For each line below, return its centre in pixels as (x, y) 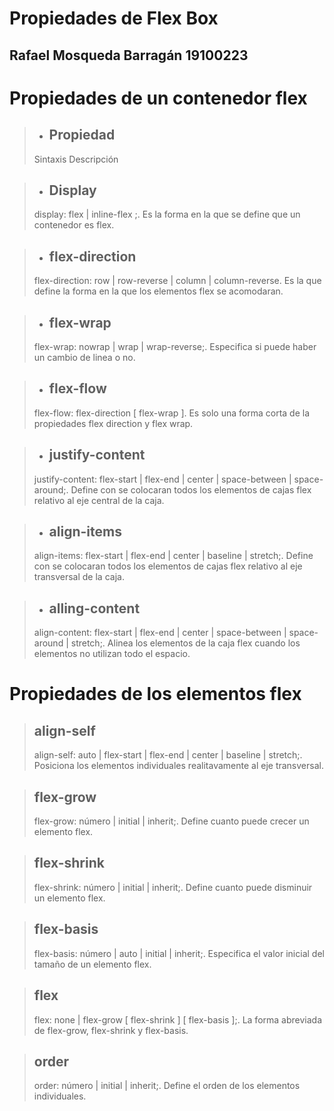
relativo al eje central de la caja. (99, 500)
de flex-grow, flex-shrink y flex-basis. (111, 1030)
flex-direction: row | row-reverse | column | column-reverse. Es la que (177, 281)
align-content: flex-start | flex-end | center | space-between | (160, 633)
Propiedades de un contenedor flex (158, 98)
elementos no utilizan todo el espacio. (112, 654)
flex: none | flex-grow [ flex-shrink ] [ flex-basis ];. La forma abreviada (177, 1019)
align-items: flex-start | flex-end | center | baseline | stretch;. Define (173, 556)
